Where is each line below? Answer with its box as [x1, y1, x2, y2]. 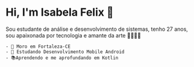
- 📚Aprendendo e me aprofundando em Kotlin [5, 54, 119, 61]
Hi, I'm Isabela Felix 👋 [5, 5, 114, 19]
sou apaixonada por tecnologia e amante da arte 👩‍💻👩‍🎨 [5, 31, 141, 39]
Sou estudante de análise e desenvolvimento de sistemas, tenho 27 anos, [5, 25, 188, 33]
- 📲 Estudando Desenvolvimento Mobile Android [5, 48, 125, 55]
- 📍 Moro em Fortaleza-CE [5, 43, 70, 49]
